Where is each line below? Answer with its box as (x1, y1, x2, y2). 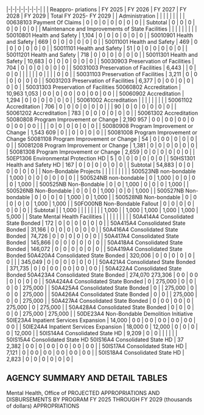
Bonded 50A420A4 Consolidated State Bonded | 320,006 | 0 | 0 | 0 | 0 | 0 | (6, 252, 195, 259)
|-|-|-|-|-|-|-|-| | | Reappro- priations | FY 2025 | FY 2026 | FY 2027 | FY (6, 6, 187, 13)
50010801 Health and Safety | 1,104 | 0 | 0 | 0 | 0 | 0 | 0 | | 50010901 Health (6, 32, 194, 39)
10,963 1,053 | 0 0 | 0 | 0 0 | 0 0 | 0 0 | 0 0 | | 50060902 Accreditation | (6, 90, 185, 97)
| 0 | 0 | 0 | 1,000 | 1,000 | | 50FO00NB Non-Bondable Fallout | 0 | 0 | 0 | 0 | (6, 200, 195, 207)
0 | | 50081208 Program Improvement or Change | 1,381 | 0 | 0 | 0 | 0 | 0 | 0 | (6, 142, 198, 149)
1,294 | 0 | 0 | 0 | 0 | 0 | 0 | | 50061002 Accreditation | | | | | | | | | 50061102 (6, 96, 193, 104)
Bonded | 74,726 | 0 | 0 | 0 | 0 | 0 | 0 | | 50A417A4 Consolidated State (6, 232, 180, 239)
